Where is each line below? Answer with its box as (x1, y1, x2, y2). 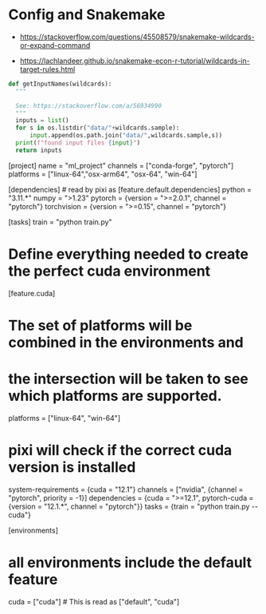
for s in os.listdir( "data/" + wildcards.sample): (15, 124, 180, 133)
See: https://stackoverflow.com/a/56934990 (15, 101, 162, 109)
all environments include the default (8, 553, 252, 572)
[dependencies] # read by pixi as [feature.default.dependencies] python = (8, 184, 252, 194)
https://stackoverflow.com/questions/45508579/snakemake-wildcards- (19, 32, 255, 42)
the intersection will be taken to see (8, 370, 249, 388)
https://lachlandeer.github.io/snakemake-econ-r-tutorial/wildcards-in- (19, 56, 250, 65)
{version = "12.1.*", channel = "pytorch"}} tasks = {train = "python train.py (8, 501, 250, 511)
